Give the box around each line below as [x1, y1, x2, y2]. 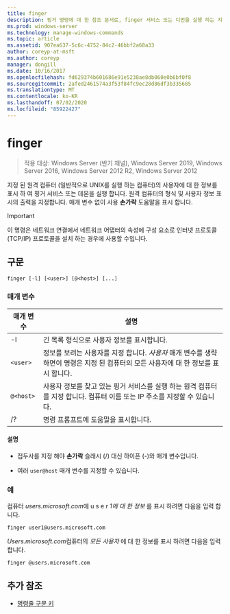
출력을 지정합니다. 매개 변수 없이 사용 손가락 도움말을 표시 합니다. [19, 198, 193, 206]
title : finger [7, 10, 48, 17]
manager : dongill [7, 61, 57, 68]
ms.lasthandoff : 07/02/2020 [7, 99, 88, 106]
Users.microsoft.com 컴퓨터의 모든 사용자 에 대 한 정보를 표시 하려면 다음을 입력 [7, 537, 221, 545]
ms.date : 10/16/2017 [7, 67, 66, 74]
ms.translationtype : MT [7, 86, 75, 93]
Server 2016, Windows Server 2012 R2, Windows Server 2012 [23, 166, 198, 175]
